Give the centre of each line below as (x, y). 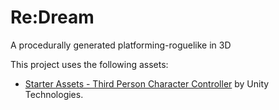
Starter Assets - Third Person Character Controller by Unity (147, 83)
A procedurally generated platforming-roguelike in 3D (121, 45)
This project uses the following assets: (89, 64)
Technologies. (54, 94)
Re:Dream (52, 17)
